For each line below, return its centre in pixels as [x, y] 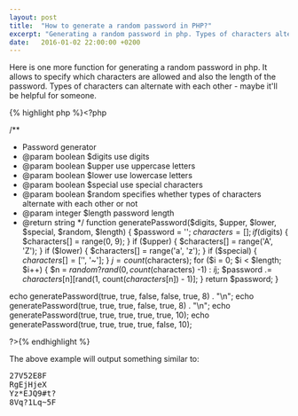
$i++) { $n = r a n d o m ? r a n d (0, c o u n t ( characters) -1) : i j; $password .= [147, 270]
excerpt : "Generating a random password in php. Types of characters [141, 34]
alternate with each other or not [80, 204]
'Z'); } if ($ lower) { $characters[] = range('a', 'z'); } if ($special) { [139, 251]
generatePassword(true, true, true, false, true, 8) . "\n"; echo [120, 306]
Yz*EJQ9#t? [33, 394]
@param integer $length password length [98, 213]
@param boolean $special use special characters [113, 185]
